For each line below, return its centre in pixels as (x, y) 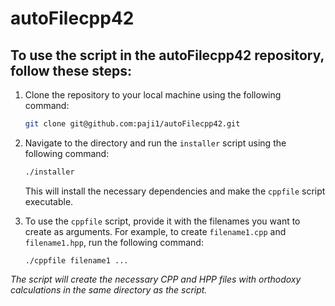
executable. (49, 201)
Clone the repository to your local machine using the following (153, 95)
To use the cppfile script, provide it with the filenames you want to (162, 221)
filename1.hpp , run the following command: (114, 242)
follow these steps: (71, 70)
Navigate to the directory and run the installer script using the (155, 143)
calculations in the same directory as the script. (109, 289)
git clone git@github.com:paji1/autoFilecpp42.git (132, 124)
